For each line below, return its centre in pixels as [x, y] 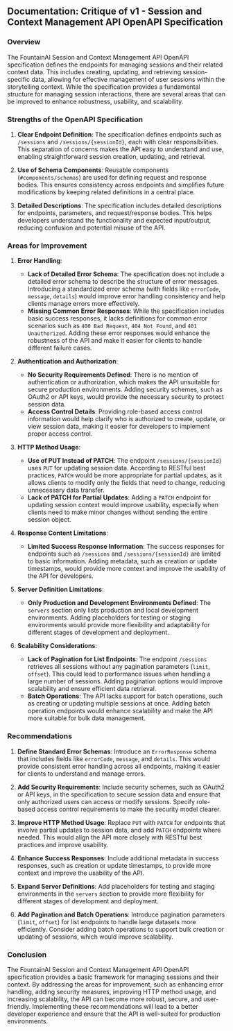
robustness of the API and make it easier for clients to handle [115, 341]
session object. [49, 520]
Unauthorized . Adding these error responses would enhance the [119, 333]
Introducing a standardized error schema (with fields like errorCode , [124, 289]
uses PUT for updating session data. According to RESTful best [116, 468]
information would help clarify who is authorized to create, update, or [127, 419]
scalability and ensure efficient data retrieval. [92, 689]
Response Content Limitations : [63, 533]
